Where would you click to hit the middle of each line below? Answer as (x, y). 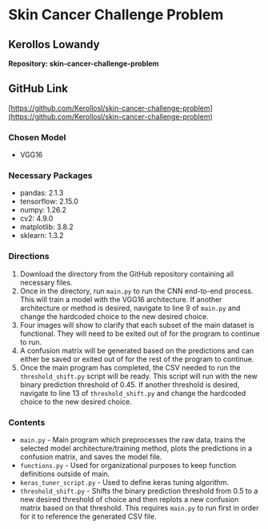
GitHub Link (38, 89)
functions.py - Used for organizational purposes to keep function (128, 465)
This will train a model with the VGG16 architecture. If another (121, 299)
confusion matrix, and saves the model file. (91, 457)
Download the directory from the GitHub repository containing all (127, 273)
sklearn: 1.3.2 (42, 236)
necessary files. (46, 282)
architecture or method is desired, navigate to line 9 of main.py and (130, 308)
